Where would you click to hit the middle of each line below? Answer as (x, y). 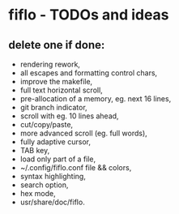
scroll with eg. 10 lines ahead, (69, 116)
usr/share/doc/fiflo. (52, 202)
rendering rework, (50, 64)
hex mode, (38, 193)
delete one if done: (57, 45)
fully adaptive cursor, (55, 142)
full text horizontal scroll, (61, 90)
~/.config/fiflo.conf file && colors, (76, 167)
